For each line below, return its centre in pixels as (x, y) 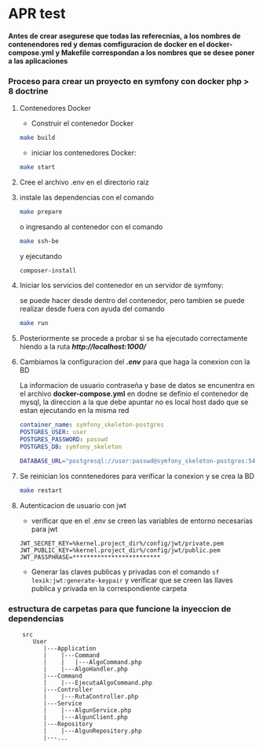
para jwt (44, 529)
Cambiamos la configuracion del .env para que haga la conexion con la (135, 362)
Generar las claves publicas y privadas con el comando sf (125, 572)
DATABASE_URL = (42, 461)
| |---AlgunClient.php (85, 717)
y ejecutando (41, 256)
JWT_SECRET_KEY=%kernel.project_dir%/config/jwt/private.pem (122, 543)
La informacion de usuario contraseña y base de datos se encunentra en (137, 385)
